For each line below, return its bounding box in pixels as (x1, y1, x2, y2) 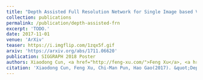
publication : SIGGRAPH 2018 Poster (6, 54, 96, 60)
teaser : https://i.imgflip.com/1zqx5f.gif (6, 43, 115, 49)
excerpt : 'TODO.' (6, 25, 50, 32)
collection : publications (6, 14, 71, 20)
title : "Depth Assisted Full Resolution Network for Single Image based (6, 8, 193, 15)
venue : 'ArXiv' (6, 37, 45, 43)
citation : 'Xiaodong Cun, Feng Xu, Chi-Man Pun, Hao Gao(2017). (6, 64, 172, 71)
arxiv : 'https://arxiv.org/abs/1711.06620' (6, 48, 118, 54)
